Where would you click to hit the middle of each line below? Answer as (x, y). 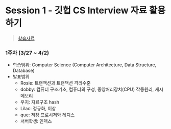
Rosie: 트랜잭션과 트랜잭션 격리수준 (55, 83)
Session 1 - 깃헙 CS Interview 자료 (76, 10)
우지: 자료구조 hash (40, 102)
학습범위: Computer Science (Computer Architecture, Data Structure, (84, 65)
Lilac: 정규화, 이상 (38, 109)
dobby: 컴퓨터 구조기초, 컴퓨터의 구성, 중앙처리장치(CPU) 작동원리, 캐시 (92, 89)
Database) (23, 71)
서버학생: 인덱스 (36, 121)
